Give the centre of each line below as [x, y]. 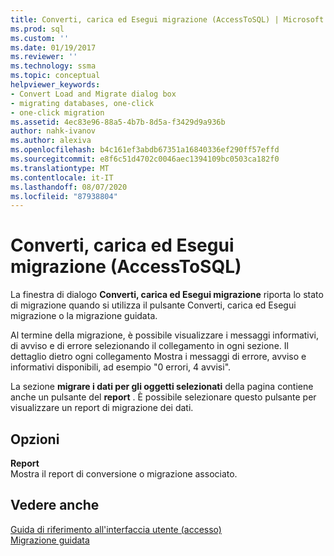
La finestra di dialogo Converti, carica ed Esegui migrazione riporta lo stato [167, 295]
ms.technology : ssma [53, 66]
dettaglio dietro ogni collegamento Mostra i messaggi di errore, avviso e [158, 357]
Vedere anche [55, 505]
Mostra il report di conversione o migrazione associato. [124, 474]
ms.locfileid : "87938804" [64, 196]
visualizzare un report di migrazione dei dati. [102, 408]
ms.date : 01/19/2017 [53, 47]
